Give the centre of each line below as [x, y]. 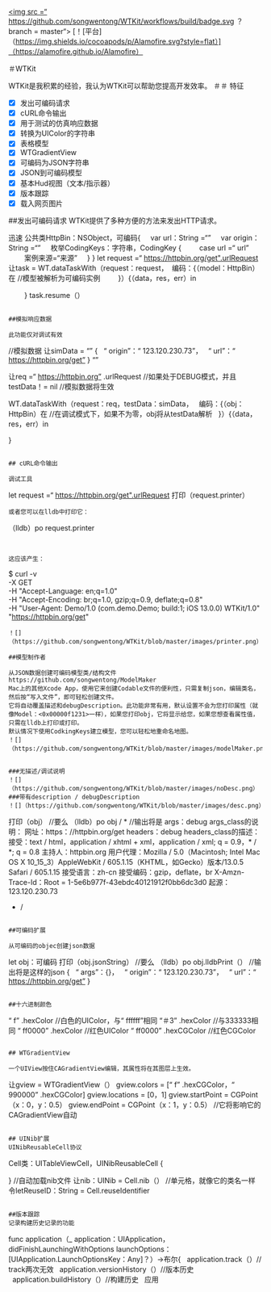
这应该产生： [27, 559]
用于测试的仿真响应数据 [59, 124]
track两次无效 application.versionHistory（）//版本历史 [101, 1269]
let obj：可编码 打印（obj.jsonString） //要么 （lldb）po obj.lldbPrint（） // [131, 962]
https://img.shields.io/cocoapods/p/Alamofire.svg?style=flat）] [119, 41]
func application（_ [40, 1239]
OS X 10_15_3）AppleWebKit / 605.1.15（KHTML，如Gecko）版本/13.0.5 [126, 862]
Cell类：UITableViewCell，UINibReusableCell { [86, 1163]
